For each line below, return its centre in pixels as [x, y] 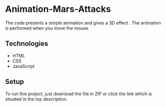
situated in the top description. [37, 99]
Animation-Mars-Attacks [58, 9]
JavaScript [23, 66]
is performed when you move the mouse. [47, 28]
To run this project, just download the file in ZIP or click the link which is [79, 94]
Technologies [27, 44]
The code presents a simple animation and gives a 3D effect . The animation [83, 23]
